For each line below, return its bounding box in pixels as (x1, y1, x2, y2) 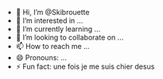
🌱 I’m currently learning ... (15, 24, 101, 33)
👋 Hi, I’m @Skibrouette (15, 8, 90, 17)
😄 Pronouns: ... (15, 53, 68, 62)
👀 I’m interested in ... (15, 16, 83, 25)
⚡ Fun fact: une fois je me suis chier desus (15, 62, 155, 71)
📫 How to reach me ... (15, 42, 90, 51)
